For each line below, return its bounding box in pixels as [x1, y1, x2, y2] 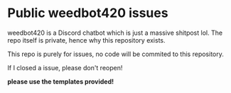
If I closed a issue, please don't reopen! [7, 63, 123, 72]
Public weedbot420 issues [7, 5, 168, 21]
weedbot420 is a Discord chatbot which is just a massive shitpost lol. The [7, 28, 222, 37]
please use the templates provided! [7, 77, 114, 86]
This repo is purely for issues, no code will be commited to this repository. [7, 50, 224, 58]
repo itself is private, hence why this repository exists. [7, 35, 166, 44]
